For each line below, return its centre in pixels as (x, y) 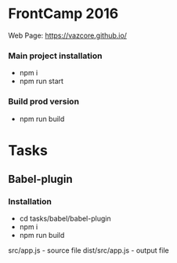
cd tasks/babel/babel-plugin (65, 219)
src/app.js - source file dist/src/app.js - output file (89, 250)
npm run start (42, 81)
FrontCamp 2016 (63, 14)
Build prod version (44, 101)
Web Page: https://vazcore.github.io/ (68, 35)
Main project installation (55, 56)
